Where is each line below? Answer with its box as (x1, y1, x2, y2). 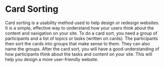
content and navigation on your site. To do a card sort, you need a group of (5, 30, 158, 36)
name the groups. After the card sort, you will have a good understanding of (5, 46, 160, 52)
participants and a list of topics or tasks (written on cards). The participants (5, 35, 159, 41)
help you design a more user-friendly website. (5, 56, 99, 62)
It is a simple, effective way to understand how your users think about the (5, 25, 154, 31)
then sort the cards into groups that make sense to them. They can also (5, 40, 150, 46)
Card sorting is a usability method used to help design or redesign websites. (5, 20, 160, 26)
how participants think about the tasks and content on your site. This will (5, 51, 153, 57)
